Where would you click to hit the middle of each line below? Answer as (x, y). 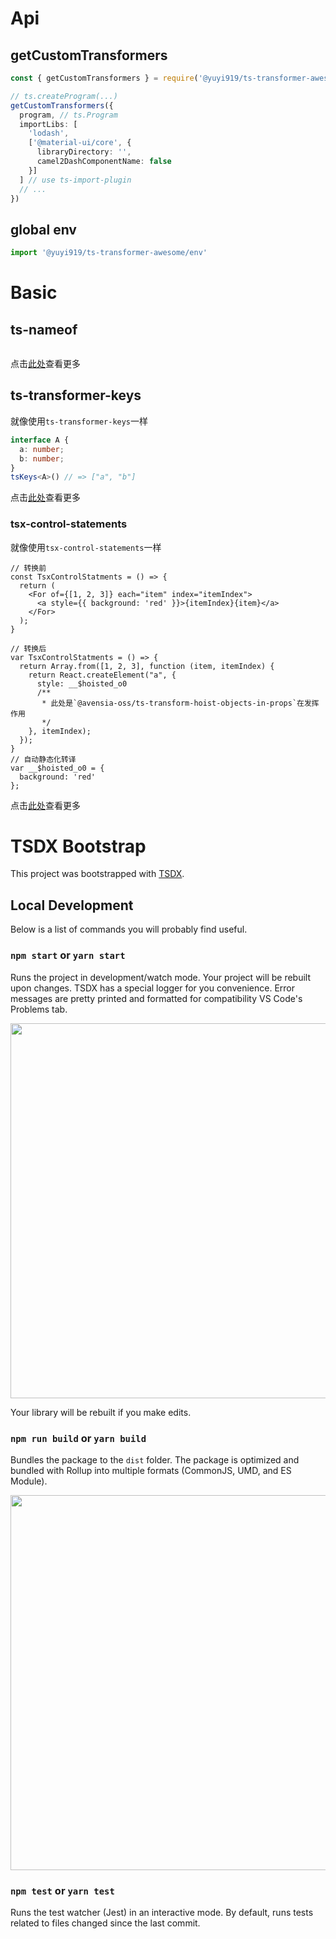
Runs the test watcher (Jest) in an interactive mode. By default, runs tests (162, 1913)
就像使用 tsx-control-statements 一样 (86, 547)
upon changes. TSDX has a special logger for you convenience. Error (153, 988)
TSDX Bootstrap (78, 846)
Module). (29, 1481)
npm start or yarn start (68, 955)
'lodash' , (49, 133)
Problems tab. (39, 1009)
